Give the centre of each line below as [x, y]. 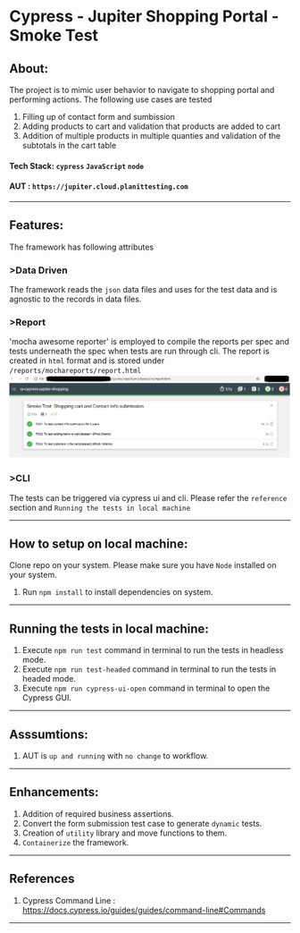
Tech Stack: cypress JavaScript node [77, 165]
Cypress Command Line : [69, 900]
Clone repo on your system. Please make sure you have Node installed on [143, 565]
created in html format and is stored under [87, 360]
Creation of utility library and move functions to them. [125, 833]
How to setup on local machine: [99, 544]
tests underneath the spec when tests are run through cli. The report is [139, 352]
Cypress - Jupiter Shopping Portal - [144, 17]
